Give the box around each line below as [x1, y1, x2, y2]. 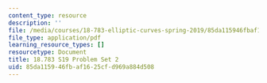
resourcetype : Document [8, 48, 87, 56]
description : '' [8, 19, 62, 27]
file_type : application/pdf [8, 33, 102, 42]
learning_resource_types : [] [8, 41, 105, 49]
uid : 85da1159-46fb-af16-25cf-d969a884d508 [8, 63, 155, 71]
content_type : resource [8, 11, 87, 20]
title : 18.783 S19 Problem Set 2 [8, 56, 119, 64]
